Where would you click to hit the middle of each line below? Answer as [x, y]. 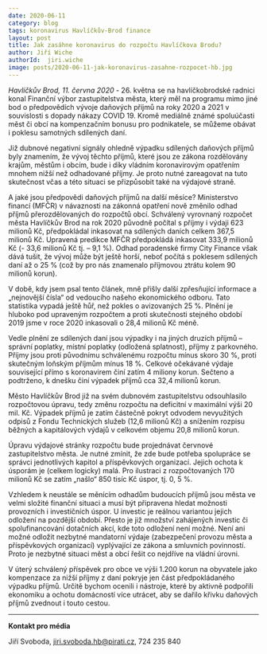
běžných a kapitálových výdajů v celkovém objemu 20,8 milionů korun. [124, 429]
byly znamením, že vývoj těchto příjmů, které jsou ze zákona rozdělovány [128, 156]
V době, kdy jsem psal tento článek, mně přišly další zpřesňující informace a [132, 288]
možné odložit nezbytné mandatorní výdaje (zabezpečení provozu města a [130, 537]
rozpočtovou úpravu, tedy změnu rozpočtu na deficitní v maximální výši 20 [130, 404]
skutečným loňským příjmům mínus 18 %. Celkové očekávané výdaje [121, 363]
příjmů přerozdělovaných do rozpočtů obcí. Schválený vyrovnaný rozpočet [130, 214]
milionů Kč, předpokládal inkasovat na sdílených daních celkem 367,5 [122, 231]
